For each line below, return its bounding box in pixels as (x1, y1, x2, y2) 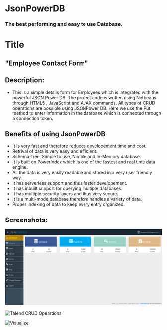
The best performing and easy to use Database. (5, 21, 123, 28)
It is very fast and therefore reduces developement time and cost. (12, 143, 147, 149)
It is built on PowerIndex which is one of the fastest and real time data (12, 159, 156, 165)
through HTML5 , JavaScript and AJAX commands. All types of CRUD (12, 100, 156, 106)
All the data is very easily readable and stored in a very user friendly (12, 170, 153, 176)
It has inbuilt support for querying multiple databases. (12, 185, 123, 192)
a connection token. (12, 115, 53, 121)
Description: (5, 76, 45, 85)
